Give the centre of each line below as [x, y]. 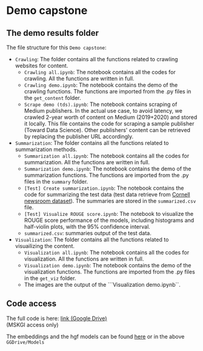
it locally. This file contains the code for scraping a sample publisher [109, 124]
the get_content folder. [52, 98]
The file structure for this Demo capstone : [57, 47]
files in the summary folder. [56, 182]
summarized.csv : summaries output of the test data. [88, 233]
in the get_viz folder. [50, 278]
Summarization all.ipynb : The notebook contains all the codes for [107, 156]
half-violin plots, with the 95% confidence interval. [87, 227]
